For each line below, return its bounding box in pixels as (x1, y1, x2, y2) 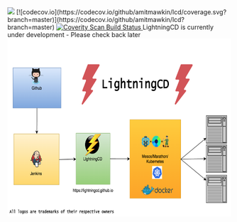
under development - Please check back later (7, 31, 141, 38)
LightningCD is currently (143, 23, 214, 31)
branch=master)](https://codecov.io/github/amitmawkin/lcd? (7, 16, 185, 23)
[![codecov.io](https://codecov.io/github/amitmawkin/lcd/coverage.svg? (16, 8, 227, 16)
